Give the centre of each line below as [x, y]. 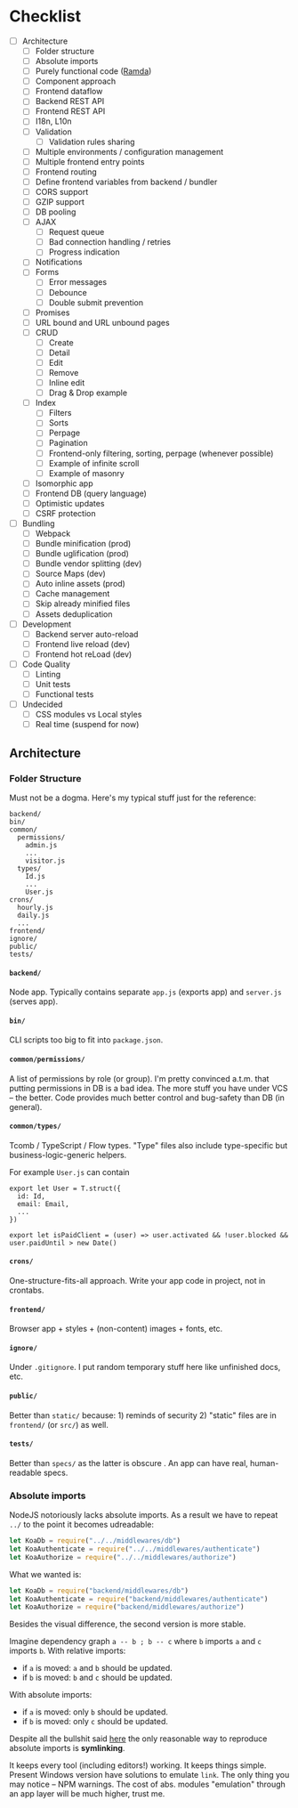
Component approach [76, 81]
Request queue [77, 232]
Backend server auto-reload [87, 634]
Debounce [68, 292]
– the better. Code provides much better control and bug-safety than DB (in [147, 1098]
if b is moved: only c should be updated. [95, 1722]
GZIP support [60, 201]
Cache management [72, 594]
